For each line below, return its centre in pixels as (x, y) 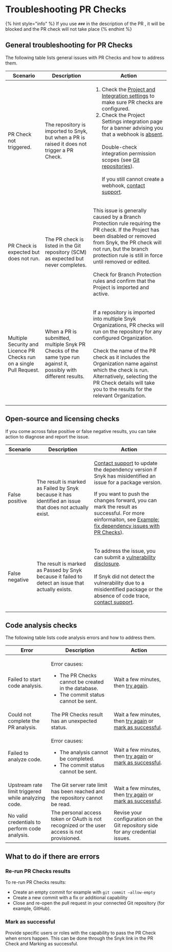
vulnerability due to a (119, 583)
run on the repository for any (127, 332)
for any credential (135, 832)
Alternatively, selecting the (125, 376)
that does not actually (62, 507)
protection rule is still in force (128, 255)
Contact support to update (126, 463)
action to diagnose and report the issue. (47, 437)
